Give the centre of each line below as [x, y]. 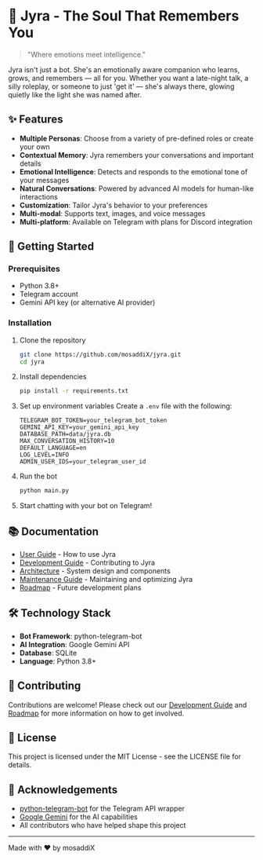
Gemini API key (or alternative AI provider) [87, 302]
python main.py [44, 491]
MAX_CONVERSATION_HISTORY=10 [67, 441]
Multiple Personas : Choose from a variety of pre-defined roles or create [137, 138]
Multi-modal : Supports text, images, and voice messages [112, 213]
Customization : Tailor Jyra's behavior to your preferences [113, 205]
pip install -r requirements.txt [74, 391]
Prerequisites [34, 269]
